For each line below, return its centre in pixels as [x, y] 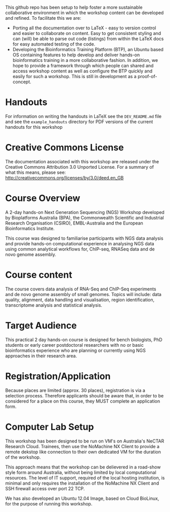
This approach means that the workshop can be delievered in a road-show [83, 467]
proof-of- [147, 76]
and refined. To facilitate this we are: [43, 18]
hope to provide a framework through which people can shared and [83, 66]
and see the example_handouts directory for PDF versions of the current [79, 122]
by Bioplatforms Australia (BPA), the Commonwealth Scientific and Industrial [85, 217]
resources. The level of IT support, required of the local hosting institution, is [85, 478]
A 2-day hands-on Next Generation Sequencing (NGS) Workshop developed [85, 212]
